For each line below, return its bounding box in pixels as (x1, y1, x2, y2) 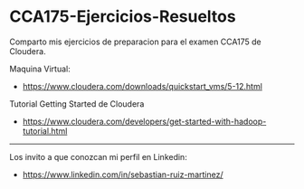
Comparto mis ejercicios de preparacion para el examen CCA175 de (9, 36, 262, 47)
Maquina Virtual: (9, 63, 71, 74)
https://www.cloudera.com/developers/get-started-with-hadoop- (22, 116, 267, 127)
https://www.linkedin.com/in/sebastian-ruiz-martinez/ (22, 169, 223, 180)
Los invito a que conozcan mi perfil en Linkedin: (9, 151, 187, 162)
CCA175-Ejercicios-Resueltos (9, 6, 237, 27)
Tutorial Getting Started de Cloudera (9, 98, 145, 109)
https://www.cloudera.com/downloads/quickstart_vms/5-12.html (22, 80, 262, 91)
